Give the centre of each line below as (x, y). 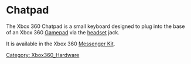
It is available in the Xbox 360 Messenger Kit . (61, 44)
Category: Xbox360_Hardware (43, 55)
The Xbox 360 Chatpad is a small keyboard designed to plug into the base (95, 26)
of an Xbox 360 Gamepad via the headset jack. (63, 32)
